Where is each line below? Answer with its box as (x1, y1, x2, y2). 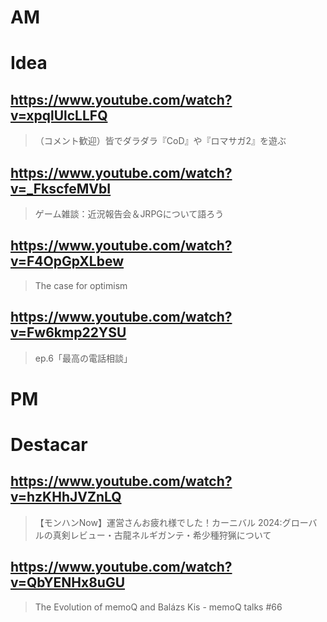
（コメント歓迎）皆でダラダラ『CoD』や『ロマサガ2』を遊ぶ (34, 135, 287, 147)
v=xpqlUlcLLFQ (10, 107, 108, 124)
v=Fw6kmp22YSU (10, 324, 127, 341)
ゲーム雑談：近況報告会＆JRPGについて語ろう (34, 208, 225, 220)
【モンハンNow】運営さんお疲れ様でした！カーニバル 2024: (34, 516, 283, 528)
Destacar (10, 434, 88, 456)
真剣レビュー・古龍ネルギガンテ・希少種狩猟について (52, 529, 272, 541)
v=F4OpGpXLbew (10, 253, 125, 270)
